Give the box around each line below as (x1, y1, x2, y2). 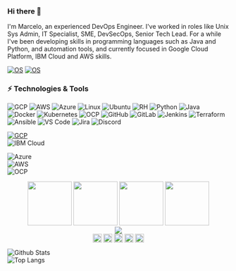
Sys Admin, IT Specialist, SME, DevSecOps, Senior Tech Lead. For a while (7, 30, 222, 38)
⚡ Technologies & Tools (7, 84, 89, 94)
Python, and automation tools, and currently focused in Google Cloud (7, 45, 209, 53)
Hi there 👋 (7, 6, 42, 16)
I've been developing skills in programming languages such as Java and (7, 37, 216, 46)
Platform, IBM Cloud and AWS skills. (7, 52, 112, 61)
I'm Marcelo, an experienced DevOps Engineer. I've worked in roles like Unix (7, 23, 229, 31)
